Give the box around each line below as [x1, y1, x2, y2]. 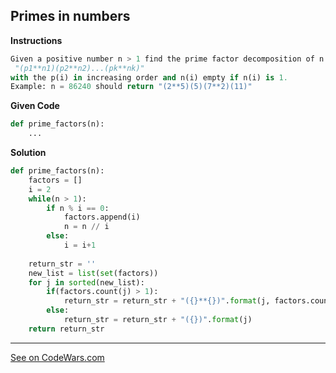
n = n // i [63, 222, 110, 232]
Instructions [10, 34, 63, 46]
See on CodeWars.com [10, 351, 105, 363]
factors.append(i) [63, 212, 141, 223]
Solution [10, 147, 47, 159]
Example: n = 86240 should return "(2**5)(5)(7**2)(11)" [10, 82, 253, 92]
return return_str [28, 324, 105, 334]
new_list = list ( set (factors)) [28, 268, 159, 278]
